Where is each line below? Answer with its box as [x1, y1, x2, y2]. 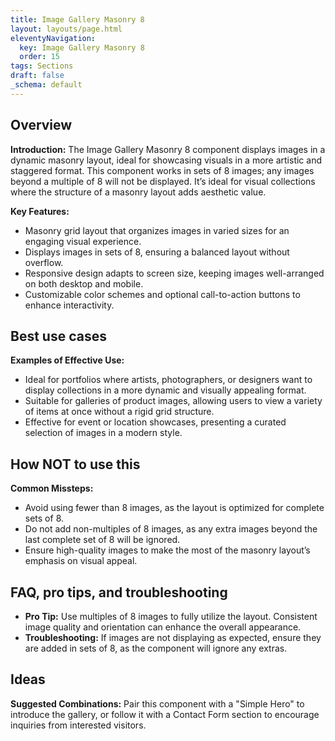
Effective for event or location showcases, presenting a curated [24, 416, 287, 428]
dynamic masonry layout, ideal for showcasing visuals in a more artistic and [10, 154, 323, 166]
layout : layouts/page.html [10, 24, 123, 34]
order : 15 [19, 52, 60, 62]
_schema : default [10, 80, 83, 90]
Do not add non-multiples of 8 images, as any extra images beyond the [24, 523, 318, 535]
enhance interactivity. [24, 299, 115, 311]
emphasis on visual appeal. [24, 555, 138, 567]
